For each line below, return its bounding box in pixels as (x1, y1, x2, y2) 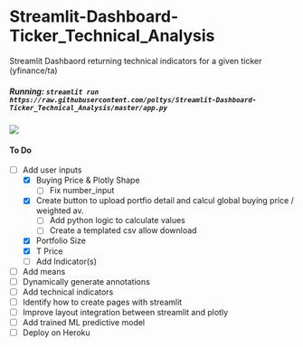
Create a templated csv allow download (49, 225, 197, 236)
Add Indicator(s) (35, 256, 98, 267)
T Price (35, 246, 63, 257)
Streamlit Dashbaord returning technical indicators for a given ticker (9, 55, 262, 66)
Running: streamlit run (9, 86, 99, 97)
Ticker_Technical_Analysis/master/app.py (9, 103, 168, 112)
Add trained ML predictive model (22, 316, 146, 327)
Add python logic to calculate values (49, 215, 185, 226)
